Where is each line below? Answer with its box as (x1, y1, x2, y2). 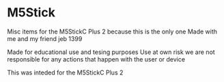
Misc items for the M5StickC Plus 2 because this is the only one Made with (7, 27, 217, 36)
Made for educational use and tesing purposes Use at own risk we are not (7, 48, 215, 56)
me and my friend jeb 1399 (7, 34, 83, 42)
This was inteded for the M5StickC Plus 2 (7, 68, 124, 77)
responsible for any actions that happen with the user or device (7, 55, 186, 63)
